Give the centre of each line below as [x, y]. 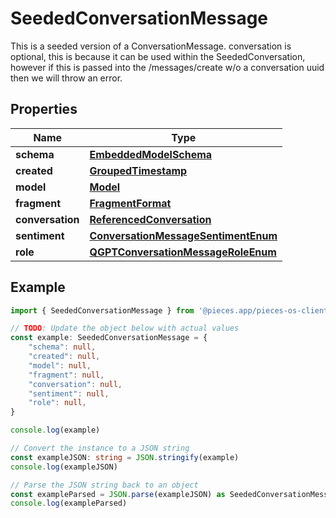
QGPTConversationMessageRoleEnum [183, 252]
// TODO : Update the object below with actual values [125, 328]
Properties [44, 109]
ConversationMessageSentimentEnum [183, 235]
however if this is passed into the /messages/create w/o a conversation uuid [167, 67]
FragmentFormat [130, 203]
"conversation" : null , [75, 384]
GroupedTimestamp [138, 170]
